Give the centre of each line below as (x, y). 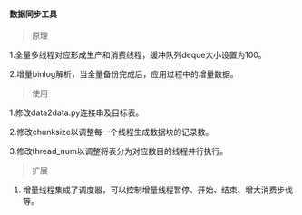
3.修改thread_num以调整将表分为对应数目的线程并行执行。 (119, 151)
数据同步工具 (33, 14)
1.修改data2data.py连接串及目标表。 (77, 112)
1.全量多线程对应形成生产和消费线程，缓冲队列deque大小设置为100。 (138, 55)
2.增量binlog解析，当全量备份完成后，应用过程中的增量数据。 (124, 74)
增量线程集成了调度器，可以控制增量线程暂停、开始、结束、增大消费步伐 (157, 190)
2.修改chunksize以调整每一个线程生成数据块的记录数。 (112, 132)
